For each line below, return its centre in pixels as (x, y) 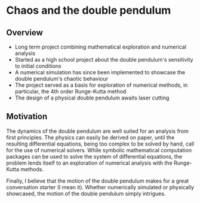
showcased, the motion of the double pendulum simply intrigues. (86, 193)
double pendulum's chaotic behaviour (61, 79)
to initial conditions (38, 66)
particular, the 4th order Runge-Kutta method (70, 91)
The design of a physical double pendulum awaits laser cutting (92, 98)
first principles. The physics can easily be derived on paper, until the (90, 137)
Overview (25, 33)
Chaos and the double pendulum (89, 10)
